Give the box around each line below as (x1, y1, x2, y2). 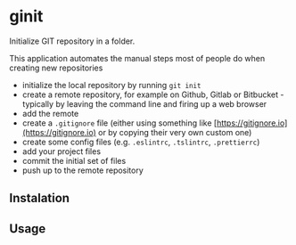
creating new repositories (9, 62, 103, 73)
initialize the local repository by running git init (21, 79, 201, 90)
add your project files (21, 145, 101, 157)
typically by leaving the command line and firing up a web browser (21, 98, 267, 109)
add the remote (21, 108, 79, 118)
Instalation (9, 191, 70, 206)
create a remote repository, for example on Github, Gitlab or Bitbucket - (21, 89, 284, 100)
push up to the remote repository (21, 165, 144, 176)
